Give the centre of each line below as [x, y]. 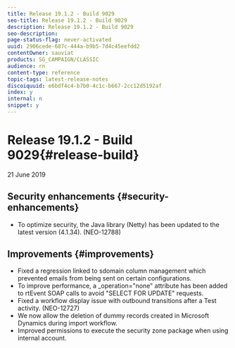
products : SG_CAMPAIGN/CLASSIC [53, 60]
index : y [20, 92]
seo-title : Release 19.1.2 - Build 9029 [68, 20]
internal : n [25, 99]
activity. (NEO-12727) [48, 308]
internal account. [42, 338]
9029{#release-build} [73, 155]
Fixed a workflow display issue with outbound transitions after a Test [117, 301]
